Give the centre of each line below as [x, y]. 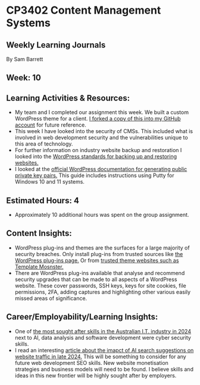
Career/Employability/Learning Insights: [82, 317]
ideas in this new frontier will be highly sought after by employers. [96, 375]
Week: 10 [24, 78]
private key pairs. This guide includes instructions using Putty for [94, 175]
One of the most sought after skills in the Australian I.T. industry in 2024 [103, 331]
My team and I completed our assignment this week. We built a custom [102, 112]
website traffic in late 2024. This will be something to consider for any [100, 356]
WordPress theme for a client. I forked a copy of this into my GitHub [98, 119]
